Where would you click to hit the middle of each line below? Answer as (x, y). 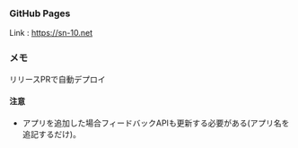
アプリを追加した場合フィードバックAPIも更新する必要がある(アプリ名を (156, 123)
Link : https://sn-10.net (51, 33)
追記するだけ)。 (51, 134)
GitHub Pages (40, 13)
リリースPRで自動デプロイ (57, 79)
